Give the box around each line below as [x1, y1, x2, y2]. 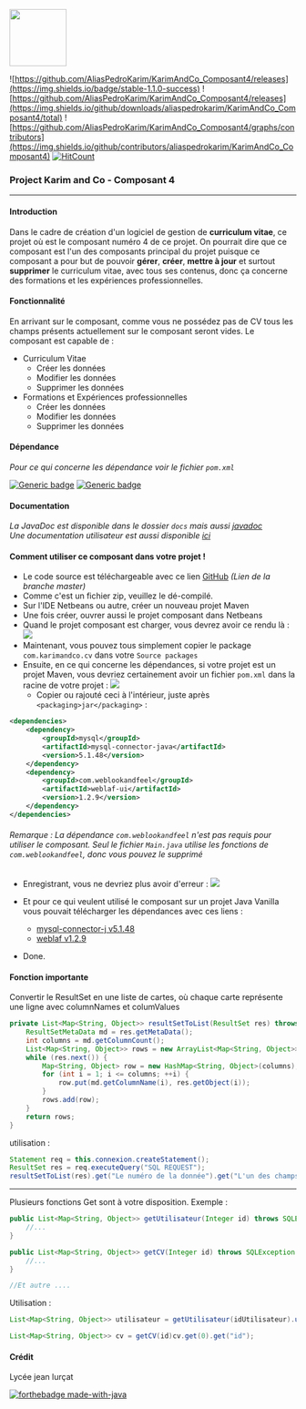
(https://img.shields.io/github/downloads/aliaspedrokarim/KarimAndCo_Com [9, 103, 296, 113]
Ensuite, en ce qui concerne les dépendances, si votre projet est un [22, 659, 276, 670]
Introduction [9, 206, 57, 217]
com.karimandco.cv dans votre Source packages [22, 649, 199, 660]
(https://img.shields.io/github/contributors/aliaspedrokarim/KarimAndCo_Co [9, 141, 294, 152]
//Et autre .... [9, 1281, 71, 1291]
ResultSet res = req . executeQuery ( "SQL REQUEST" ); [9, 1163, 206, 1172]
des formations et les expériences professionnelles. [9, 274, 203, 286]
